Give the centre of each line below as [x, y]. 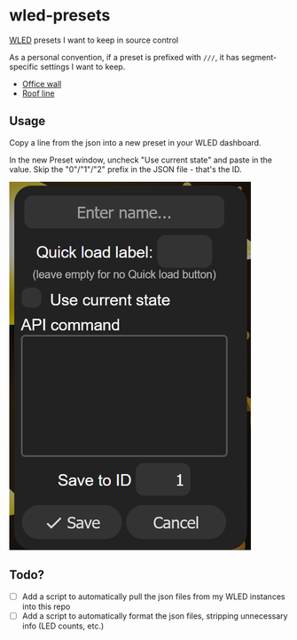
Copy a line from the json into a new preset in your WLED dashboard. [135, 142]
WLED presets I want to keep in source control [94, 40]
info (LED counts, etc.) [63, 626]
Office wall [42, 83]
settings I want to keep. [83, 67]
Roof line [38, 93]
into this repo [46, 606]
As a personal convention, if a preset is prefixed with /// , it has [124, 57]
